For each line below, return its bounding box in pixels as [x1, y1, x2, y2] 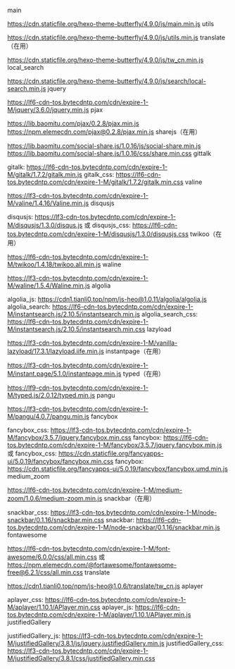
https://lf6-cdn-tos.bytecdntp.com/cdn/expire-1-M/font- [7, 544, 171, 553]
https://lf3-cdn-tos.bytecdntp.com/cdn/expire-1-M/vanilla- [7, 338, 178, 347]
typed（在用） [122, 369, 165, 378]
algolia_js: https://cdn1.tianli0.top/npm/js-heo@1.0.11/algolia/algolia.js [7, 295, 208, 303]
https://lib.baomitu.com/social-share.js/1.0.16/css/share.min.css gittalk [7, 149, 212, 157]
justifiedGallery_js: [7, 632, 61, 640]
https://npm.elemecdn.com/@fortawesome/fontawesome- [7, 560, 177, 569]
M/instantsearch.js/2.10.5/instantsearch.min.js [7, 310, 141, 318]
